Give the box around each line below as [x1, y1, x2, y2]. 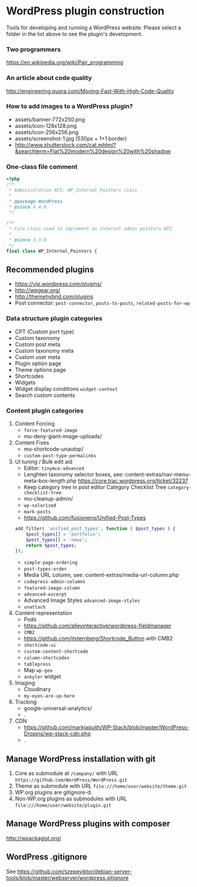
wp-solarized [23, 502, 57, 509]
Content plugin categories [6, 406, 84, 415]
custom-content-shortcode [23, 649, 88, 655]
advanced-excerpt [23, 592, 67, 598]
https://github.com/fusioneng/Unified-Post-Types [23, 514, 146, 521]
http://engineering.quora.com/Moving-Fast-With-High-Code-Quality [6, 87, 174, 94]
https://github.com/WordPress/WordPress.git [14, 777, 128, 784]
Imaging [14, 680, 35, 687]
